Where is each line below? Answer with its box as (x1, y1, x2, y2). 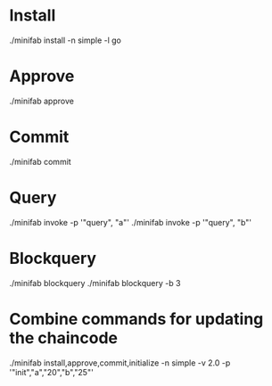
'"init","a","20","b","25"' (9, 366, 94, 377)
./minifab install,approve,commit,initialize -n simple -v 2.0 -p (9, 357, 231, 368)
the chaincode (9, 327, 119, 348)
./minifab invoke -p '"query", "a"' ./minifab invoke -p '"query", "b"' (9, 217, 252, 227)
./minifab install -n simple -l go (9, 35, 122, 45)
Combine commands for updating (9, 308, 264, 329)
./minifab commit (9, 156, 71, 167)
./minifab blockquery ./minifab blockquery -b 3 (9, 277, 181, 288)
